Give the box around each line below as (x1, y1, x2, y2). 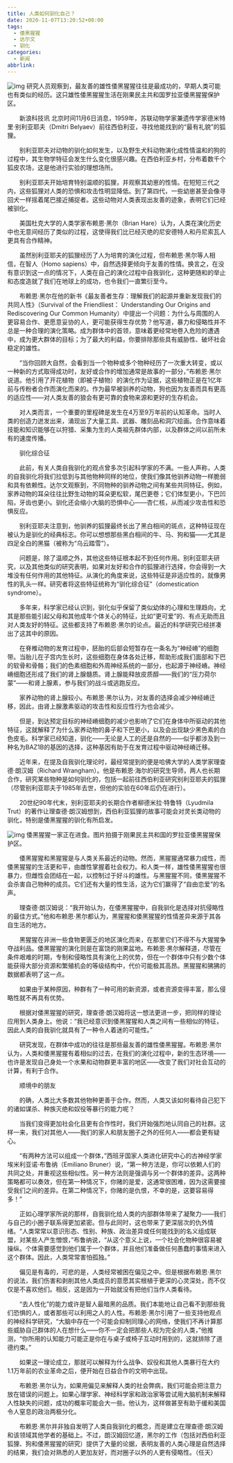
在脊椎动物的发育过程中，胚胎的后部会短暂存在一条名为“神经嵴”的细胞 (19, 643, 220, 652)
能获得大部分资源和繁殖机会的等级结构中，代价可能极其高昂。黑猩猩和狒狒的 (7, 961, 226, 970)
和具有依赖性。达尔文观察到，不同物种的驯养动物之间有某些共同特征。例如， (7, 480, 226, 489)
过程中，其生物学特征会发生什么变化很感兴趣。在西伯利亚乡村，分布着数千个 (7, 154, 226, 163)
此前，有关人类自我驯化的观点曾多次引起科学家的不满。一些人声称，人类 (19, 463, 226, 472)
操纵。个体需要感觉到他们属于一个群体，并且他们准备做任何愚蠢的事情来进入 (7, 1244, 226, 1253)
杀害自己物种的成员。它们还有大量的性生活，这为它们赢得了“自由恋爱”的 (12, 879, 220, 888)
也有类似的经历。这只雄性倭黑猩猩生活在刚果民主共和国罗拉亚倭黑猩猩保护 (7, 90, 220, 99)
